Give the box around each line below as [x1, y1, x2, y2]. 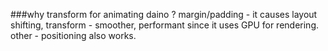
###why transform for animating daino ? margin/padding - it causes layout [10, 9, 318, 20]
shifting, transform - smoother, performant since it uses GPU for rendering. [10, 19, 320, 31]
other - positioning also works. [10, 30, 137, 41]
